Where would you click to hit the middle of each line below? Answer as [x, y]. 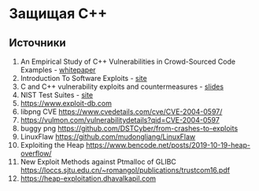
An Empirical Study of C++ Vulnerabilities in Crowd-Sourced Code [128, 61]
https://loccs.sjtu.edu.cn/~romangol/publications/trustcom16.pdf [125, 170]
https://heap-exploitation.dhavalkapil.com [88, 178]
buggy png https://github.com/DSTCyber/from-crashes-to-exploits [129, 128]
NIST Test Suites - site [57, 95]
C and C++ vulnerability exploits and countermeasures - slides [122, 86]
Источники [37, 43]
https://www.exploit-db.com [66, 103]
